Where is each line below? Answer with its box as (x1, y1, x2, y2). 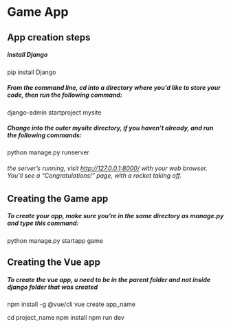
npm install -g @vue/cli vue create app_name (7, 300, 136, 309)
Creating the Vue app (7, 257, 101, 268)
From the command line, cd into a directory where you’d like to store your (7, 84, 221, 92)
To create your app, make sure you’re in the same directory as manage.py (7, 212, 224, 220)
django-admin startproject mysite (7, 108, 102, 117)
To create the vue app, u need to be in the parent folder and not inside (7, 275, 211, 283)
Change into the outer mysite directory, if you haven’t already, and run (7, 124, 214, 132)
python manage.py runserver (7, 148, 89, 156)
